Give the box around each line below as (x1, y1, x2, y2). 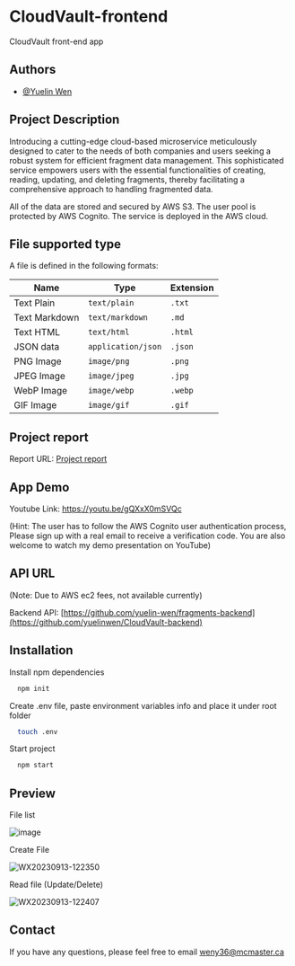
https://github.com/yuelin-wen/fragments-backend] (63, 607, 256, 617)
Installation (9, 643, 74, 658)
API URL (9, 566, 56, 581)
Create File (9, 845, 50, 855)
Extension (169, 281, 214, 294)
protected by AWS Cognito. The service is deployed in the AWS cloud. (9, 210, 269, 221)
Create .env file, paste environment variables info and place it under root (9, 700, 277, 711)
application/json (88, 341, 162, 352)
